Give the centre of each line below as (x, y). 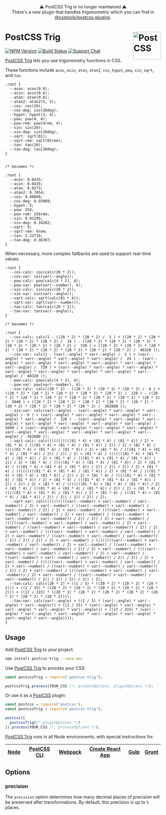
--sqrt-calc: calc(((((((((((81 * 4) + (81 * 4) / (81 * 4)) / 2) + (82, 441)
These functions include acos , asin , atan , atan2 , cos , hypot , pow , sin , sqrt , (80, 70)
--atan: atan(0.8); (30, 97)
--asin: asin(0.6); (30, 93)
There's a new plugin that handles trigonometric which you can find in (83, 12)
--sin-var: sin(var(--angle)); (42, 294)
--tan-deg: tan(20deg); (34, 149)
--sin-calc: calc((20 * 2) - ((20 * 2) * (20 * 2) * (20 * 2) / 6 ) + (85, 389)
